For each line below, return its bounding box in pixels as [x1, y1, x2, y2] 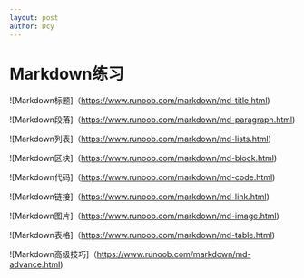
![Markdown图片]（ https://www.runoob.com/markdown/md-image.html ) [9, 210, 279, 222]
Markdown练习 [9, 63, 124, 84]
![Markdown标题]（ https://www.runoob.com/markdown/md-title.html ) [9, 95, 270, 106]
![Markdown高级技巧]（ [9, 249, 98, 260]
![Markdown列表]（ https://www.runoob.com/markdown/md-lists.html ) [9, 133, 272, 145]
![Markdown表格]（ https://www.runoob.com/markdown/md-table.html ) [9, 230, 275, 241]
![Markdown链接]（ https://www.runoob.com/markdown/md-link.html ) [9, 191, 270, 202]
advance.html [9, 259, 61, 270]
